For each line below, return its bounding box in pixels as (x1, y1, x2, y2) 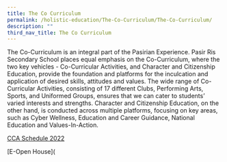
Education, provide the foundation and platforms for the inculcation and (7, 70, 209, 78)
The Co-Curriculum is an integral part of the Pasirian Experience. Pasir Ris (7, 48, 216, 56)
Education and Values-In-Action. (7, 121, 99, 129)
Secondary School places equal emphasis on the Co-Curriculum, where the (7, 56, 220, 64)
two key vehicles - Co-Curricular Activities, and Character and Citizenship (7, 62, 215, 71)
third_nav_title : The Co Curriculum (7, 29, 111, 36)
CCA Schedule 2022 (7, 135, 65, 143)
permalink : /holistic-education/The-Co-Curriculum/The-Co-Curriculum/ (7, 16, 213, 23)
